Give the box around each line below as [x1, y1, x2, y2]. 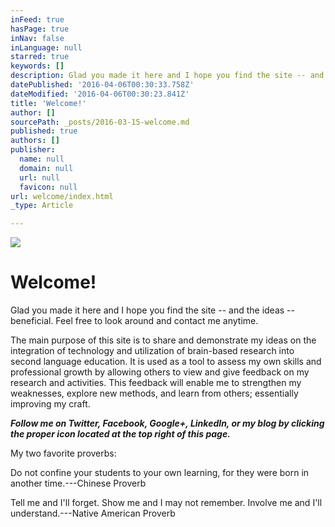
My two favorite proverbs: [10, 447, 117, 460]
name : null [19, 154, 65, 164]
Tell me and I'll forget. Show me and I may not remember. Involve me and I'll [10, 497, 323, 509]
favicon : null [19, 182, 78, 192]
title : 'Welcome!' [10, 98, 87, 108]
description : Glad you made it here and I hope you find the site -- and [10, 71, 325, 81]
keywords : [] [10, 61, 65, 71]
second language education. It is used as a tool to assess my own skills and [10, 356, 322, 368]
